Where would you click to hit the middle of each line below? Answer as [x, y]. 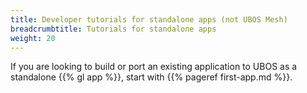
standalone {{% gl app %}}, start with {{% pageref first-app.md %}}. [151, 77]
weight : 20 [33, 38]
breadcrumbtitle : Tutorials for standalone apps [113, 29]
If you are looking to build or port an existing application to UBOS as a [154, 67]
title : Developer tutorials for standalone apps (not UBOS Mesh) [149, 19]
